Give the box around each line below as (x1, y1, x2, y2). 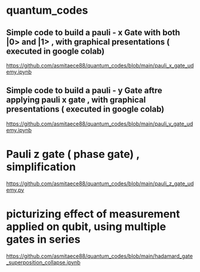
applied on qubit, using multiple (6, 219, 166, 233)
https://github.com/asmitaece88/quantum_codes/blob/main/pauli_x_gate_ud (6, 62, 194, 69)
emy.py (6, 186, 24, 193)
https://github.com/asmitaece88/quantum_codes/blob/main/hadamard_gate (6, 252, 193, 259)
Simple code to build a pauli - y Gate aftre (6, 85, 162, 96)
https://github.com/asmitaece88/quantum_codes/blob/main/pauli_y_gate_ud (6, 120, 193, 127)
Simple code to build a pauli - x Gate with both (6, 27, 180, 38)
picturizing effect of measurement (6, 207, 180, 221)
